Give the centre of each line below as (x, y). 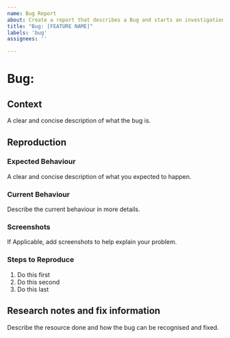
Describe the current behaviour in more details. (74, 209)
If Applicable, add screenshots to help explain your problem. (92, 242)
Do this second (38, 282)
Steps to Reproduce (41, 260)
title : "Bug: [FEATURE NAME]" (50, 26)
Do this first (33, 274)
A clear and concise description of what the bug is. (79, 121)
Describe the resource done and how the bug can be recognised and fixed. (113, 327)
